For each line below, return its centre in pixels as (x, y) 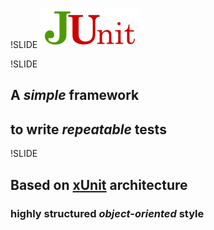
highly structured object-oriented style (107, 213)
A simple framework (75, 95)
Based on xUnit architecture (99, 184)
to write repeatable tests (88, 129)
